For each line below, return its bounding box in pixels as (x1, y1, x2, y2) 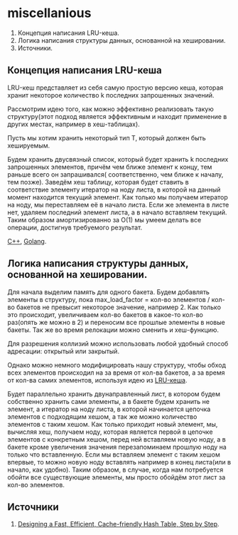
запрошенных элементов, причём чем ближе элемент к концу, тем (7, 162, 212, 171)
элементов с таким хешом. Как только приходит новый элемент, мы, (7, 420, 218, 428)
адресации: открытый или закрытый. (7, 347, 119, 355)
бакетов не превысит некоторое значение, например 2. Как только (16, 303, 222, 311)
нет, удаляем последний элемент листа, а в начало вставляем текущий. (7, 208, 227, 217)
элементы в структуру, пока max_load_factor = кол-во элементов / (7, 295, 210, 303)
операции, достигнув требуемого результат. (7, 223, 143, 232)
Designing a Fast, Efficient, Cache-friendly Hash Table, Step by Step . (17, 520, 220, 529)
